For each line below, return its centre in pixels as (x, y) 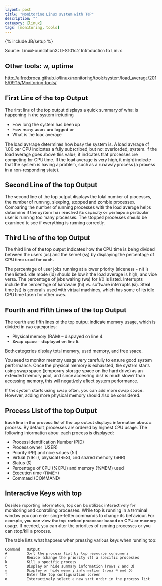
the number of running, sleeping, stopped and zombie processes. (70, 202)
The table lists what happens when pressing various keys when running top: (81, 540)
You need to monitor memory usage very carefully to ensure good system (79, 360)
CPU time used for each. (29, 260)
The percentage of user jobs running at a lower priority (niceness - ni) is (77, 269)
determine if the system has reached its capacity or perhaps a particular (77, 212)
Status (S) (22, 463)
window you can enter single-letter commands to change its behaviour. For (80, 515)
